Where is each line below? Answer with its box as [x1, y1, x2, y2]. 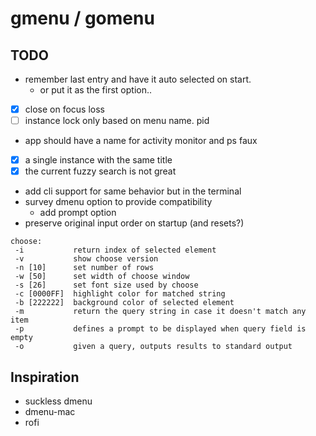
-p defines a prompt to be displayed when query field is [14, 324, 307, 334]
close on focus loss [24, 103, 105, 115]
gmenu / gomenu [10, 7, 155, 30]
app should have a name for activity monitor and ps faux [24, 135, 258, 147]
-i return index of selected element [14, 245, 217, 256]
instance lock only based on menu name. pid [24, 115, 210, 127]
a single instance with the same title [24, 154, 173, 166]
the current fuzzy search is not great [24, 165, 177, 177]
